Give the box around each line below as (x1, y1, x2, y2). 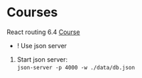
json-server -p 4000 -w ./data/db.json (16, 64, 136, 71)
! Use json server (16, 41, 67, 50)
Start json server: (16, 55, 68, 64)
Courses (6, 4, 58, 21)
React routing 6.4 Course (6, 28, 80, 36)
